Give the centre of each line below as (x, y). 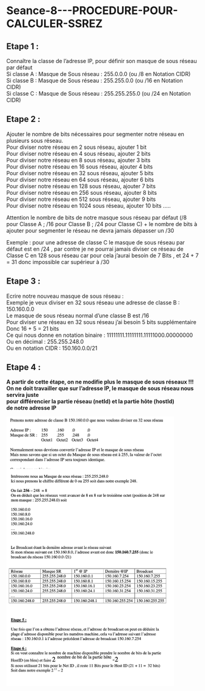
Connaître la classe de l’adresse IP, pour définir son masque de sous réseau (102, 61)
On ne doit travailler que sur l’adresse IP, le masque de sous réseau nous (100, 388)
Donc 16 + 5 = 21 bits (33, 328)
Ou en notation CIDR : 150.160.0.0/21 (52, 348)
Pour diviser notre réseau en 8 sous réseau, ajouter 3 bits (78, 160)
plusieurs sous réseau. (35, 140)
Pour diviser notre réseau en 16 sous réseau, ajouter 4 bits (80, 167)
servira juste (23, 395)
